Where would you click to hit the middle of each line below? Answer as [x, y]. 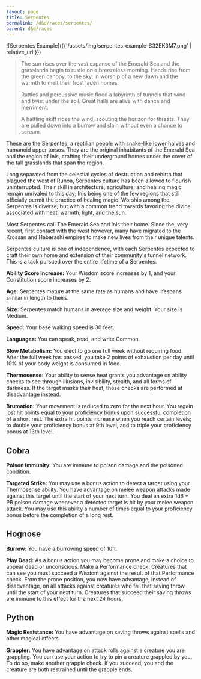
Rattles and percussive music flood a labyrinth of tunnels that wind [103, 95]
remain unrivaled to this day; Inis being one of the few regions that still [93, 194]
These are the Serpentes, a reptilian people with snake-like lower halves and [100, 144]
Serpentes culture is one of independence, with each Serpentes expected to [100, 249]
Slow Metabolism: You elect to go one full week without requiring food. [94, 351]
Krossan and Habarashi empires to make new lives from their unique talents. [100, 237]
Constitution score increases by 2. [49, 280]
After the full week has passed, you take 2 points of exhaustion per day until [100, 357]
